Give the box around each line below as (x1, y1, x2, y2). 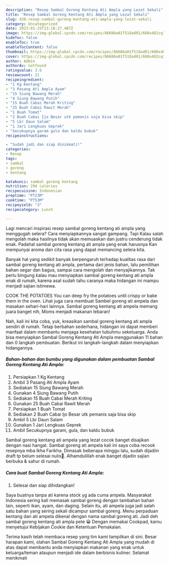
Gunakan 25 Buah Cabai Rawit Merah (13, 401, 91, 407)
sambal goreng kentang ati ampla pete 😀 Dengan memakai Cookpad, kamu (6, 519, 162, 525)
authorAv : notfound (6, 63, 47, 68)
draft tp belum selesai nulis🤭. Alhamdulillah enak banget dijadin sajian (6, 453, 149, 459)
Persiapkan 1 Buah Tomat (13, 406, 66, 412)
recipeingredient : (6, 77, 44, 82)
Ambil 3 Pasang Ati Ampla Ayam (13, 379, 80, 386)
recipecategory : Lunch (6, 207, 53, 212)
